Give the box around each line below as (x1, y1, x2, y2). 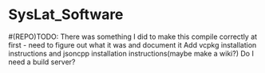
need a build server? (8, 57, 76, 67)
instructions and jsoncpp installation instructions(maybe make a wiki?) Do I (8, 48, 254, 58)
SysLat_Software (8, 6, 124, 24)
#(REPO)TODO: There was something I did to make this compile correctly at (8, 32, 258, 41)
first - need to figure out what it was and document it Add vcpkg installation (8, 40, 257, 49)
